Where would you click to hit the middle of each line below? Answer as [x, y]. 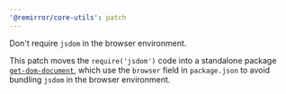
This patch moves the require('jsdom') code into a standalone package [143, 60]
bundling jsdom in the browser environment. [90, 79]
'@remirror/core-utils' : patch [68, 17]
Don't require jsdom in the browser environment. [98, 43]
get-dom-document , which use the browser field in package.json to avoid [140, 70]
